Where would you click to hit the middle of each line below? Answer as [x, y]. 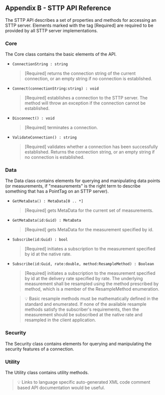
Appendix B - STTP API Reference [58, 8]
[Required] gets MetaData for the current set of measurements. [89, 210]
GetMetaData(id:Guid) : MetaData [47, 221]
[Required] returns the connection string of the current [80, 73]
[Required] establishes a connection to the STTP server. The [86, 98]
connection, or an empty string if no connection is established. [88, 79]
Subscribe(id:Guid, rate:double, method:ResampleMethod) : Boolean [83, 264]
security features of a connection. [40, 349]
